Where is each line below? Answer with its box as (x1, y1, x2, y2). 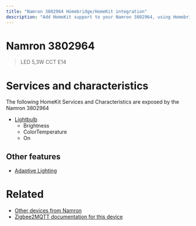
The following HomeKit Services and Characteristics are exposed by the (6, 98, 180, 105)
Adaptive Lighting (14, 167, 57, 174)
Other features (6, 152, 61, 162)
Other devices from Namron (14, 207, 82, 214)
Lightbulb (14, 116, 38, 123)
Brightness (23, 122, 50, 129)
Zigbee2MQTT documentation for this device (14, 213, 123, 220)
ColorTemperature (23, 128, 67, 135)
